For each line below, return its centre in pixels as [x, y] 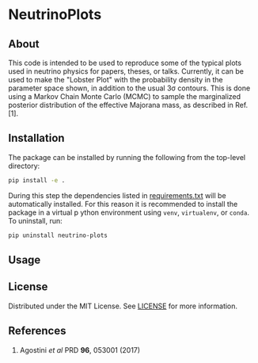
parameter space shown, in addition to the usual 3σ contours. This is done [129, 88]
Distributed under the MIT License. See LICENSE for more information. [123, 306]
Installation [36, 138]
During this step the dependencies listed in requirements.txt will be [118, 195]
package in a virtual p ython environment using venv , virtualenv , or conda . [129, 212]
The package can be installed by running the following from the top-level [127, 157]
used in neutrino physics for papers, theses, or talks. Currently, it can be [126, 71]
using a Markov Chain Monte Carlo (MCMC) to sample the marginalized [125, 96]
